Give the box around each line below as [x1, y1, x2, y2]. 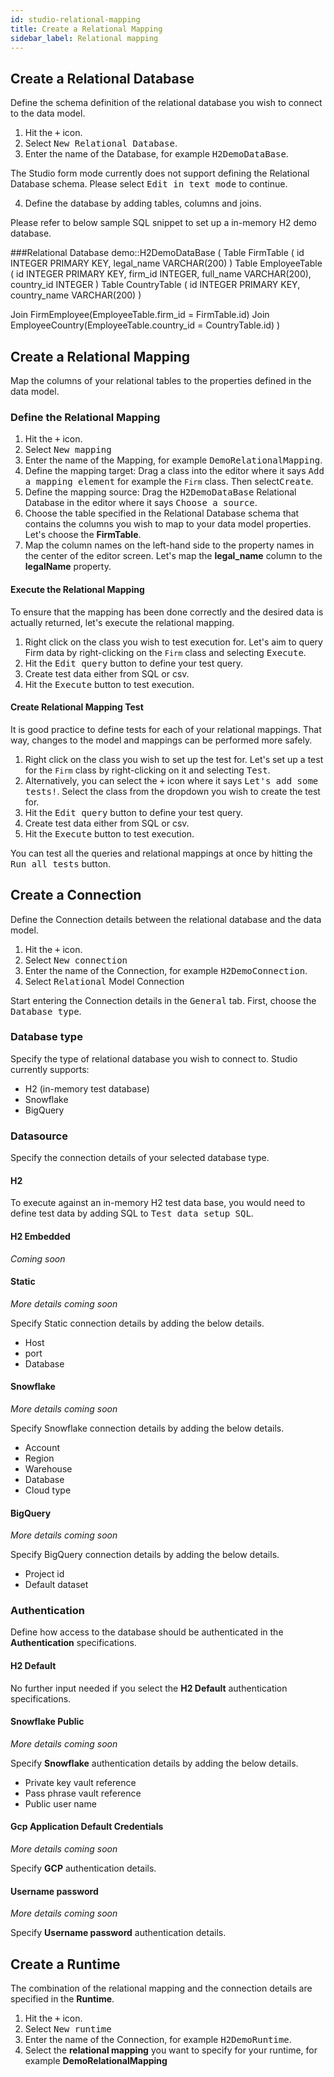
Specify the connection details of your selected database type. [10, 1152, 270, 1164]
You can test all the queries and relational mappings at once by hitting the [10, 847, 313, 859]
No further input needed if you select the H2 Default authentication [10, 1682, 288, 1694]
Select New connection [24, 954, 128, 966]
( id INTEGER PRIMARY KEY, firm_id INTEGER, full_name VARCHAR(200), [10, 268, 312, 280]
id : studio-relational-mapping [10, 14, 141, 25]
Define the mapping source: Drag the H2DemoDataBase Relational [24, 486, 297, 498]
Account [24, 1441, 60, 1453]
